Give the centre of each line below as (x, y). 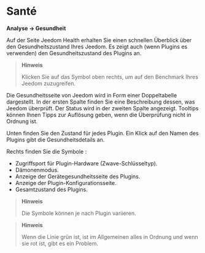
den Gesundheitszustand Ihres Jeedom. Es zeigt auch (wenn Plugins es (97, 47)
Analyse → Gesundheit (36, 28)
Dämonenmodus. (37, 170)
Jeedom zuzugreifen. (48, 83)
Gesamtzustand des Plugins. (51, 189)
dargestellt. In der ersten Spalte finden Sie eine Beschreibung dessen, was (101, 102)
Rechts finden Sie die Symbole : (47, 151)
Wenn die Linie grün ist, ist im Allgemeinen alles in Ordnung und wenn (110, 236)
